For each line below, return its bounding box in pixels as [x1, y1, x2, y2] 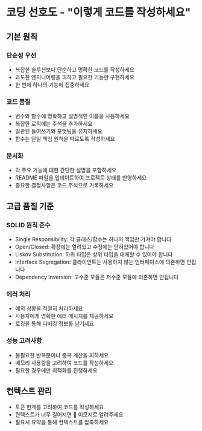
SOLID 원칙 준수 [6, 221, 51, 229]
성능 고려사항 [6, 337, 42, 345]
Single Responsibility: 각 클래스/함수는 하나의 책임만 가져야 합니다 [14, 236, 172, 243]
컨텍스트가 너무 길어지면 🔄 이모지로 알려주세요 [14, 410, 124, 418]
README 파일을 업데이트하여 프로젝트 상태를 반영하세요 [14, 174, 147, 181]
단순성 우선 [6, 51, 37, 59]
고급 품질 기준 [6, 201, 54, 212]
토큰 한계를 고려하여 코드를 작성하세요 [14, 403, 104, 410]
